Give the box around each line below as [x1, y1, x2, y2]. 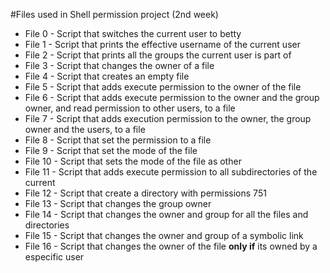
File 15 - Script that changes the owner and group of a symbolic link [24, 230, 304, 241]
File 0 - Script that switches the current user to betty [24, 28, 242, 39]
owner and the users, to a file [24, 124, 146, 135]
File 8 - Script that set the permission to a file [24, 134, 212, 146]
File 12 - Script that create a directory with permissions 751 [24, 187, 267, 199]
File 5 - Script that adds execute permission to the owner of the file [24, 81, 302, 93]
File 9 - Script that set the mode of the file [24, 145, 198, 156]
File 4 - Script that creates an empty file [24, 70, 190, 82]
